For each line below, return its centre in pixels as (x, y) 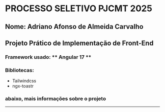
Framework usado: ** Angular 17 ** (48, 57)
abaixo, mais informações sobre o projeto (56, 99)
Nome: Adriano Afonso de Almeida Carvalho (74, 27)
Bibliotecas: (20, 70)
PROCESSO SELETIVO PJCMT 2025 (79, 9)
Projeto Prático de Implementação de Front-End (79, 43)
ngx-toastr (23, 86)
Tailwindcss (24, 81)
